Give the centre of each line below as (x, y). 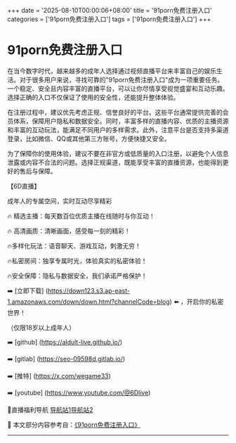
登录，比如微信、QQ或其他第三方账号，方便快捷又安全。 (89, 139)
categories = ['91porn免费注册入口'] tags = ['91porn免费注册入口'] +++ (109, 19)
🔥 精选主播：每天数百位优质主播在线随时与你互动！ (81, 216)
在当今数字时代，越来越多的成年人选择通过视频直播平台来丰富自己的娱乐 (112, 71)
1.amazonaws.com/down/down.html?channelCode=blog (88, 302)
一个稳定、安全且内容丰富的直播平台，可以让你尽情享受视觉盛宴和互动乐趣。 (118, 88)
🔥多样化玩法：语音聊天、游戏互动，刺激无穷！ (74, 245)
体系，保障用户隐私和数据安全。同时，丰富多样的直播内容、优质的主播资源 (121, 121)
